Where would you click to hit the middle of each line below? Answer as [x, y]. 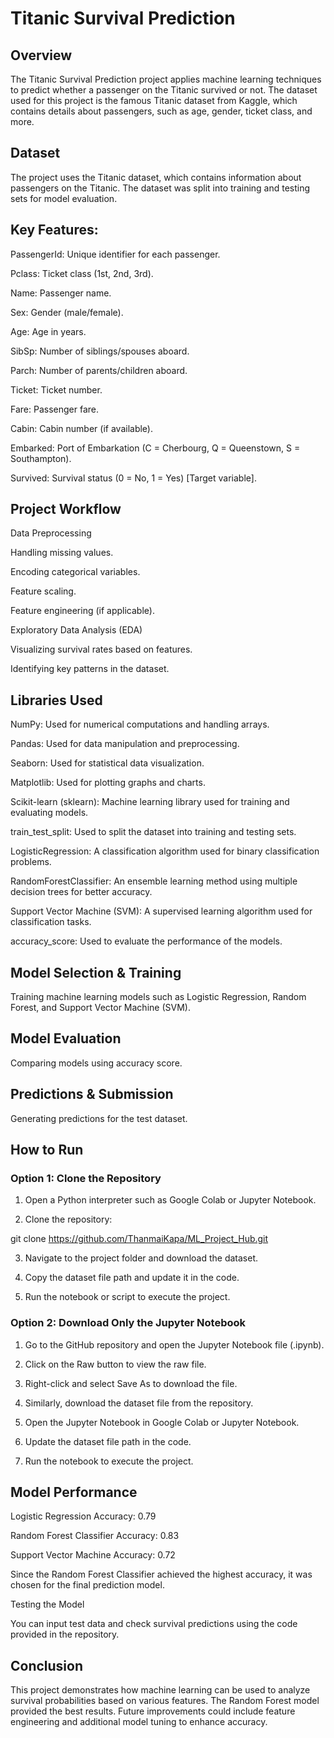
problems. [31, 862]
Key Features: [54, 230]
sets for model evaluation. [64, 198]
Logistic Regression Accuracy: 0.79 [83, 1516]
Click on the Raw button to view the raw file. [115, 1364]
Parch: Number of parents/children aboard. [99, 370]
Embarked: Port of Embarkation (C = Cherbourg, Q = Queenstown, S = [155, 448]
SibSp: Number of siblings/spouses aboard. [100, 351]
